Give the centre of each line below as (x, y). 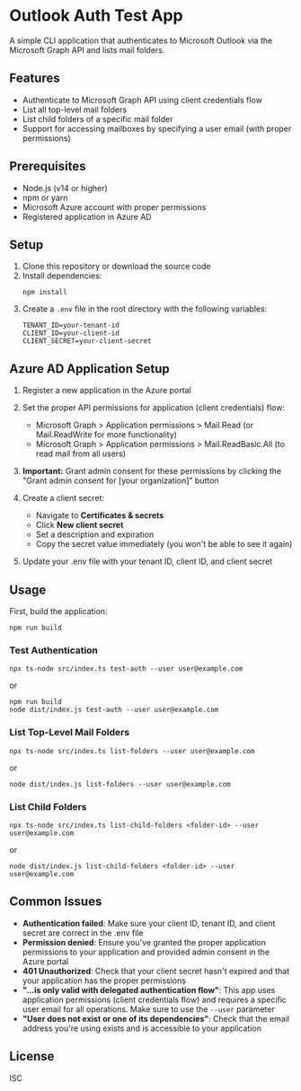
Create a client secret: (63, 498)
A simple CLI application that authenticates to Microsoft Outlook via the (141, 40)
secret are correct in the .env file (83, 933)
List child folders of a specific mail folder (97, 119)
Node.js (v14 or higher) (65, 188)
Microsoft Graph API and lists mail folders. (87, 49)
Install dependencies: (62, 276)
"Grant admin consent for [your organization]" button (120, 480)
